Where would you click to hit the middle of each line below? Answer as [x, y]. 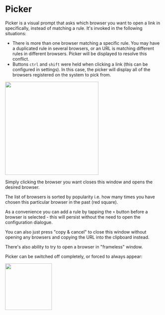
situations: [16, 33]
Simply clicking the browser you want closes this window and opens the [79, 182]
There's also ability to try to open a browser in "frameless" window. [74, 246]
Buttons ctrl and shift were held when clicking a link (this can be [80, 64]
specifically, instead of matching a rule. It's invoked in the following [74, 28]
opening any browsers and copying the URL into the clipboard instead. [77, 237]
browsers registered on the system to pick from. [62, 75]
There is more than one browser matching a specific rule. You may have [86, 43]
